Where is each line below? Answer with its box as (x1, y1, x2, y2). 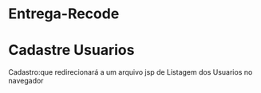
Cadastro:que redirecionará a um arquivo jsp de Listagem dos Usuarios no (8, 68, 253, 77)
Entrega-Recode (8, 5, 120, 23)
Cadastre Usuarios (8, 41, 135, 60)
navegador (8, 76, 44, 86)
